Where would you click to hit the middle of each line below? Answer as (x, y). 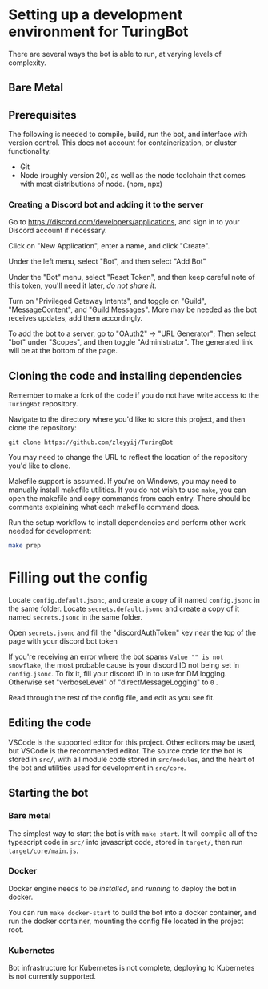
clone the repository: (43, 428)
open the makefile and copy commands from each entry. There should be (130, 499)
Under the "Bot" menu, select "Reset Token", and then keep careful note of (132, 277)
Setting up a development (96, 15)
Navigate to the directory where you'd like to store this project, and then (127, 419)
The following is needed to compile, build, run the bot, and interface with (128, 135)
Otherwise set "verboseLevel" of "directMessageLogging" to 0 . (113, 682)
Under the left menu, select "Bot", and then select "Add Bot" (107, 261)
